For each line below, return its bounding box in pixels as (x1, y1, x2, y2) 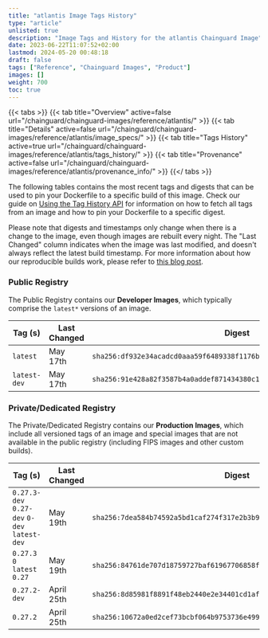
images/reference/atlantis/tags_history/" (8, 150, 141, 159)
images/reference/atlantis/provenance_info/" (8, 166, 156, 176)
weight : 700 (8, 78, 48, 86)
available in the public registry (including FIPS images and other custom (8, 437, 244, 447)
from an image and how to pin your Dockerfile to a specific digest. (8, 208, 226, 217)
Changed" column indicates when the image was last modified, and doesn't (8, 240, 257, 249)
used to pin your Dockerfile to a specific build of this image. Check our (8, 190, 241, 200)
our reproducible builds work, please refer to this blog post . (8, 256, 203, 267)
